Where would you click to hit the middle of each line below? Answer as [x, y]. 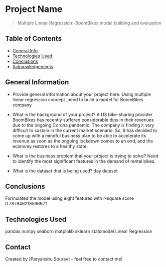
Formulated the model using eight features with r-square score [70, 198]
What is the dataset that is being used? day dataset [65, 171]
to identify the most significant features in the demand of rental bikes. [84, 161]
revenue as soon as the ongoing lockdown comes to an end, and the [83, 141]
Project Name [34, 9]
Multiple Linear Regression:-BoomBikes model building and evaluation [89, 23]
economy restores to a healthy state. [50, 146]
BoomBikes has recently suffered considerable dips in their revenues [83, 120]
